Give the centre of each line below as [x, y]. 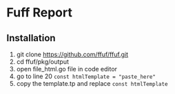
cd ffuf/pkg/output [43, 62]
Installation [31, 38]
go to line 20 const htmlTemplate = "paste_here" [86, 76]
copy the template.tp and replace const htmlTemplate [92, 83]
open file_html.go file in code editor [67, 69]
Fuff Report [40, 13]
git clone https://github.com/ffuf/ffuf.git [72, 54]
